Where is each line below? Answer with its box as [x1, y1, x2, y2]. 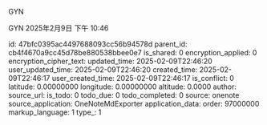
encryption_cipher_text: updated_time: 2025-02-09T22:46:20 [8, 56, 212, 66]
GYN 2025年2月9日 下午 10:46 [8, 23, 109, 33]
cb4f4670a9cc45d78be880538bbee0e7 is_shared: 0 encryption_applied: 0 [8, 48, 257, 57]
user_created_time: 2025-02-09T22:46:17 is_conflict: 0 [51, 74, 235, 83]
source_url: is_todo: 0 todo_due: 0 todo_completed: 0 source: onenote [8, 91, 240, 99]
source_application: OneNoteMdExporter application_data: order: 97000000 [8, 99, 260, 108]
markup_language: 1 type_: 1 [8, 107, 102, 117]
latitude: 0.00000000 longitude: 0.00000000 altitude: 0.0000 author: [8, 82, 237, 91]
